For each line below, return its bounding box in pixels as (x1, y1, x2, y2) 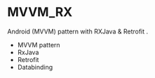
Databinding (17, 63, 53, 71)
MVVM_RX (7, 4, 73, 20)
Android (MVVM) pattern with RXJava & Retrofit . (7, 27, 149, 36)
